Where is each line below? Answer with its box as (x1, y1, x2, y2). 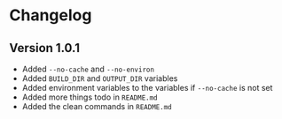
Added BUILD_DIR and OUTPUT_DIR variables (21, 73, 178, 84)
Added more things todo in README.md (21, 92, 158, 102)
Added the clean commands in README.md (21, 101, 172, 111)
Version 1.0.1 (9, 41, 81, 56)
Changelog (9, 5, 92, 26)
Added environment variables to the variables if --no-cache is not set (21, 83, 273, 93)
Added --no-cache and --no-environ (21, 63, 155, 74)
